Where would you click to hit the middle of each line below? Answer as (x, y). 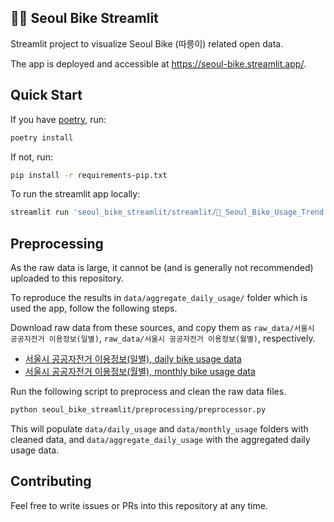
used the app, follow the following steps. (94, 308)
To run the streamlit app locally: (75, 194)
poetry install (42, 137)
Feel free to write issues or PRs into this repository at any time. (139, 505)
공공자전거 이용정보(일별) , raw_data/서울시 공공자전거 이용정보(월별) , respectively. (163, 338)
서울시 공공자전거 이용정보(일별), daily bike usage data (133, 359)
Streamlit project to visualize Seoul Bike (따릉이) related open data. (147, 43)
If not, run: (31, 157)
